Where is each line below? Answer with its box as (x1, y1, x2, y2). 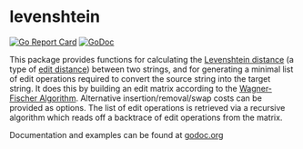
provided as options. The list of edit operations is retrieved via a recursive (9, 102, 286, 113)
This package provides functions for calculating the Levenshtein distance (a (9, 54, 294, 65)
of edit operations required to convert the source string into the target (9, 73, 271, 84)
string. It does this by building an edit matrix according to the (9, 83, 238, 94)
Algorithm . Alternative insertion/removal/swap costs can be (39, 93, 262, 104)
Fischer (9, 93, 38, 104)
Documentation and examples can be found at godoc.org (9, 129, 224, 140)
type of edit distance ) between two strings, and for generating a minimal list (9, 64, 294, 74)
